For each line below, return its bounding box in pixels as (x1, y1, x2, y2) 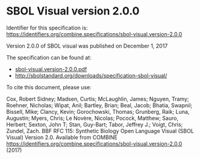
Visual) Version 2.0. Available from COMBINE (6, 134, 117, 141)
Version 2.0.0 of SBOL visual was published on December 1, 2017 (6, 42, 168, 49)
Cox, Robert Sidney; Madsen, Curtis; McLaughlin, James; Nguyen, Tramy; (6, 95, 189, 102)
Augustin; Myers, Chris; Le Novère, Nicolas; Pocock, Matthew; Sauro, (6, 114, 179, 122)
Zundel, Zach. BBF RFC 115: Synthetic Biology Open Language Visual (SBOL (6, 127, 195, 134)
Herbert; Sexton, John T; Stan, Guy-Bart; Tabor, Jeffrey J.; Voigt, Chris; (6, 120, 183, 128)
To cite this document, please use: (6, 83, 92, 91)
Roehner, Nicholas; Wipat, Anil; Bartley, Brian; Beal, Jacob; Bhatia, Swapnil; (6, 101, 193, 109)
